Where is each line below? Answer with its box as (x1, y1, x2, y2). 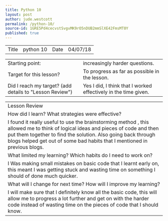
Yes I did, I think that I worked (82, 82, 152, 89)
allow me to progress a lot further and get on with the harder (7, 195, 149, 202)
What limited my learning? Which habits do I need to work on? (7, 152, 153, 158)
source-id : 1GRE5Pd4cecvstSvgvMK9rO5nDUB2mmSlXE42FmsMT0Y (5, 26, 128, 31)
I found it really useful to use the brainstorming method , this (7, 119, 149, 125)
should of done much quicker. (7, 172, 78, 179)
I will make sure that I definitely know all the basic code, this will (7, 189, 157, 195)
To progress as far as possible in (82, 68, 159, 75)
